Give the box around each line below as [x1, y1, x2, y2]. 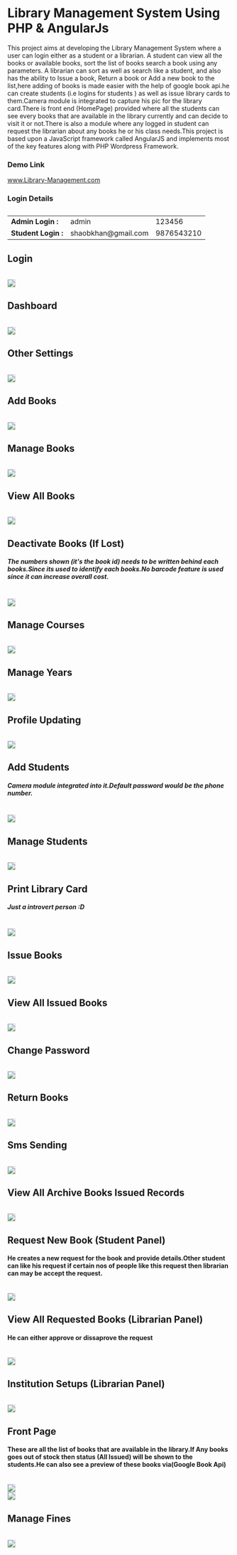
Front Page [7, 1425, 57, 1438]
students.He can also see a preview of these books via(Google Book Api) [7, 1460, 226, 1469]
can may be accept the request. [7, 1269, 103, 1278]
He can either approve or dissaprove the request [7, 1333, 153, 1342]
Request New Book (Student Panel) [7, 1234, 166, 1246]
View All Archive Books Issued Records [7, 1187, 185, 1199]
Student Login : [11, 228, 64, 238]
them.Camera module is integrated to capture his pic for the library [7, 96, 202, 105]
